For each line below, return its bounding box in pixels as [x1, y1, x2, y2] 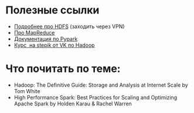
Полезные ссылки [5, 4, 100, 17]
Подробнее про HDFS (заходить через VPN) [13, 23, 125, 30]
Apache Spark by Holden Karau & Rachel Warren [13, 100, 132, 107]
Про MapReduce [13, 29, 55, 36]
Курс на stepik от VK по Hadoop [13, 42, 95, 49]
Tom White [13, 87, 40, 94]
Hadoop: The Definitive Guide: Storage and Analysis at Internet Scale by [13, 81, 188, 88]
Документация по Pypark [13, 35, 78, 42]
